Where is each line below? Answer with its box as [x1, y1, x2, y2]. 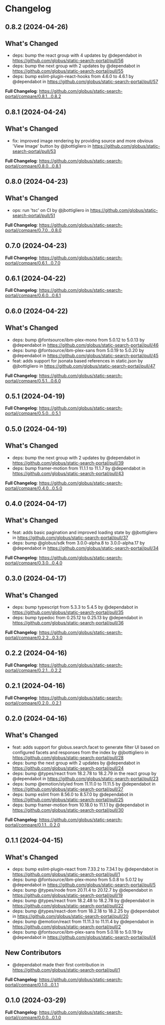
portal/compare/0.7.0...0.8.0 [5, 227, 62, 233]
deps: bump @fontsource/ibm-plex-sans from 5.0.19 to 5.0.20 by [12, 347, 144, 353]
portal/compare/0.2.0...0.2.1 [5, 700, 62, 706]
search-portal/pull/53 [12, 148, 56, 154]
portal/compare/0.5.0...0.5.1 [5, 410, 61, 416]
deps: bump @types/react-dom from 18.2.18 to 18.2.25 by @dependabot [12, 908, 160, 914]
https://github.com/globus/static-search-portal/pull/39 [12, 460, 124, 466]
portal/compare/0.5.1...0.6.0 [5, 378, 61, 384]
